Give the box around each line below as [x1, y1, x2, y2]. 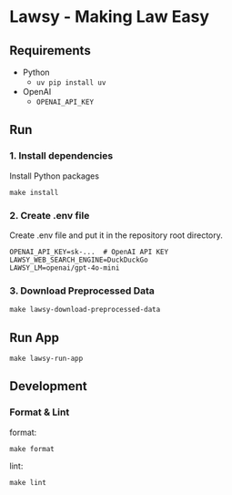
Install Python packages [9, 170, 100, 181]
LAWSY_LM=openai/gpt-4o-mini [9, 263, 120, 273]
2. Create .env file [9, 209, 90, 222]
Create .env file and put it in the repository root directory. [9, 230, 223, 241]
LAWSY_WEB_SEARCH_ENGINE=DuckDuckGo [9, 255, 148, 264]
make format [9, 444, 55, 453]
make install [9, 188, 59, 197]
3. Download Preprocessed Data [9, 284, 155, 297]
